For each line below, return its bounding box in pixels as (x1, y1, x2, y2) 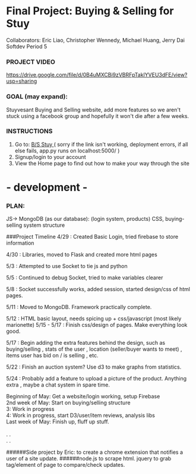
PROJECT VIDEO (6, 58, 55, 66)
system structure (23, 222, 65, 229)
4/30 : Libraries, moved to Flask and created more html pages (6, 251, 157, 258)
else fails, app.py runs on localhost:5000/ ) (14, 147, 120, 154)
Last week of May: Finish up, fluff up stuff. (6, 418, 109, 425)
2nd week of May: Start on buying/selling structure (6, 399, 131, 406)
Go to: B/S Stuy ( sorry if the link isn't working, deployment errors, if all (14, 141, 188, 148)
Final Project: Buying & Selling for (6, 4, 174, 18)
